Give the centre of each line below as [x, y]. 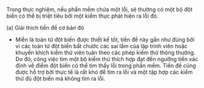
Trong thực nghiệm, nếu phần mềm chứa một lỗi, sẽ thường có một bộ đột [100, 9]
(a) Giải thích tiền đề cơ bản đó [45, 28]
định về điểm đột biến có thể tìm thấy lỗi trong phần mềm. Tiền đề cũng [105, 65]
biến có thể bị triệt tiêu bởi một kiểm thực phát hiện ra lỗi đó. [82, 16]
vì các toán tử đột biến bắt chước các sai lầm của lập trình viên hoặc [101, 46]
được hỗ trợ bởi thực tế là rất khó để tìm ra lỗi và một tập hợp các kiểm [104, 72]
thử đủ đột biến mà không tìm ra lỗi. [60, 79]
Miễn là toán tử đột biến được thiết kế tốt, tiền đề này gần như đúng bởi [105, 39]
